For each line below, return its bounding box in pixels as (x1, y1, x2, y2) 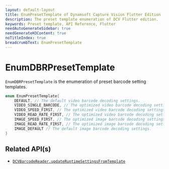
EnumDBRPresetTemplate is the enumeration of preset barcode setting (5, 78, 146, 84)
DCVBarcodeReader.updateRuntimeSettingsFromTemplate (12, 159, 126, 164)
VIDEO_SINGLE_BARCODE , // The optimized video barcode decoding (14, 103, 152, 108)
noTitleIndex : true (5, 36, 46, 41)
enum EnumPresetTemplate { (5, 94, 59, 99)
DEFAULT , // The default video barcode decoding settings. (14, 98, 141, 103)
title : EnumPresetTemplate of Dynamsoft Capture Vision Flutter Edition (5, 12, 161, 17)
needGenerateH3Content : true (5, 31, 66, 36)
